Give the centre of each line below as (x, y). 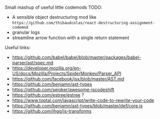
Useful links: (18, 47)
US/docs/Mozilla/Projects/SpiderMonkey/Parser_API (67, 73)
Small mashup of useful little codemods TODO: (53, 7)
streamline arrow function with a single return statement (71, 38)
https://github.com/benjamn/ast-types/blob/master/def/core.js (77, 106)
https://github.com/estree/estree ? (48, 95)
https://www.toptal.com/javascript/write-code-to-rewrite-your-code (83, 100)
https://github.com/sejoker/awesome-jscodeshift (63, 90)
